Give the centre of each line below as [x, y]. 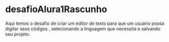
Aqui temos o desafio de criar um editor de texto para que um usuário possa [85, 23]
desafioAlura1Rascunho [56, 9]
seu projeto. [18, 34]
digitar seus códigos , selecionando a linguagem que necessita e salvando [83, 28]
